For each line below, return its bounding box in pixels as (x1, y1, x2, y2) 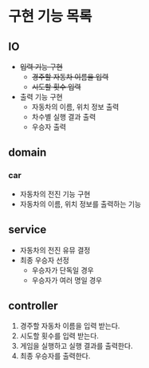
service (8, 223, 47, 237)
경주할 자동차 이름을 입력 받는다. (19, 321, 120, 331)
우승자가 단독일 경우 (31, 265, 94, 275)
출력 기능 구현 (19, 92, 63, 101)
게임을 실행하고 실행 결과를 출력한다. (19, 342, 133, 351)
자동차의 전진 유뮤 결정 (19, 245, 91, 255)
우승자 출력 (31, 122, 66, 131)
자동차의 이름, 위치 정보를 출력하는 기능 (19, 199, 142, 208)
